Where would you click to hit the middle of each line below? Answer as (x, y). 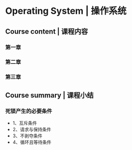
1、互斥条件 (25, 123)
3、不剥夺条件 (27, 136)
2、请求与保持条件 (32, 130)
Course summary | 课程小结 (49, 95)
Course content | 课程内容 (47, 31)
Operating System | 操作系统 (66, 11)
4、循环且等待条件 (32, 142)
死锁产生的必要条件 (29, 111)
